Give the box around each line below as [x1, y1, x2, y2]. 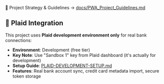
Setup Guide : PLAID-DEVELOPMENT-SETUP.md [12, 62, 112, 69]
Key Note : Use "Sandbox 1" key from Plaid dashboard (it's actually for [12, 52, 156, 58]
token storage [12, 73, 41, 79]
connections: [5, 37, 32, 43]
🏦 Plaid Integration [5, 19, 64, 27]
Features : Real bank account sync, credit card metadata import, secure [12, 68, 160, 74]
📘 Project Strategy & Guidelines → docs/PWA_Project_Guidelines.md [5, 5, 146, 10]
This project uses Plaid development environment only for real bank [5, 32, 147, 38]
